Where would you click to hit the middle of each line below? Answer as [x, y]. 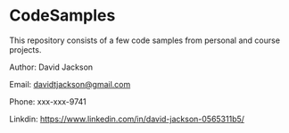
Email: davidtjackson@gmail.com [70, 84]
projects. [25, 49]
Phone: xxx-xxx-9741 [48, 101]
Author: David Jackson [51, 67]
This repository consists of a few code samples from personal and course [145, 40]
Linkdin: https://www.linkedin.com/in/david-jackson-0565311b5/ [127, 119]
